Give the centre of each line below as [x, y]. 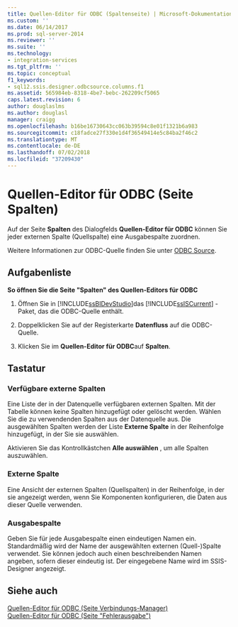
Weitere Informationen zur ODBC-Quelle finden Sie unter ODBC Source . [112, 250]
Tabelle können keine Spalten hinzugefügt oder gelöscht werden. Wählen [114, 412]
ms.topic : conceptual [39, 73]
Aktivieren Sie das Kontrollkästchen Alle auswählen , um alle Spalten [108, 448]
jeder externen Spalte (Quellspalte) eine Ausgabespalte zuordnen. [104, 236]
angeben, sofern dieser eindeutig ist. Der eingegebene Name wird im [108, 561]
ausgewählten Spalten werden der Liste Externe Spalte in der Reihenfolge [116, 427]
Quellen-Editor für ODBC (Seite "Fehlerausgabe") [79, 616]
